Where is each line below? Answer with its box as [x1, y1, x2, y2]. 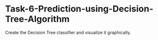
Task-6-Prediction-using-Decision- [5, 3, 154, 14]
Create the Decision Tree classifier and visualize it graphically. [5, 29, 131, 35]
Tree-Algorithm [5, 13, 70, 25]
